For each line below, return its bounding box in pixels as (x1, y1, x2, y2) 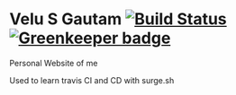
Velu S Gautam (9, 9, 123, 30)
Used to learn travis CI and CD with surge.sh (9, 74, 175, 85)
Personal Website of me (9, 57, 98, 68)
